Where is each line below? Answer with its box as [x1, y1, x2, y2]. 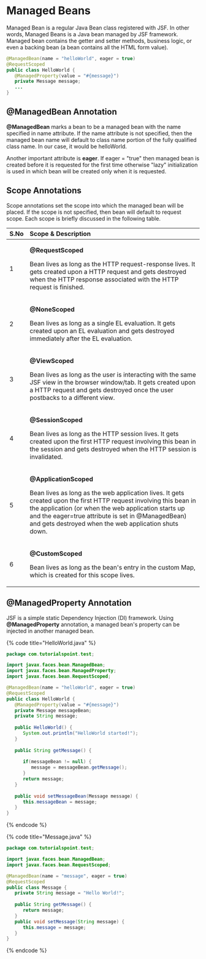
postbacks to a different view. [29, 393, 115, 402]
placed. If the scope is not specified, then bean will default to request [6, 208, 182, 216]
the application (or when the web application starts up [29, 504, 185, 512]
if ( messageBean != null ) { [22, 759, 92, 765]
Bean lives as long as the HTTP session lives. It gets [29, 429, 179, 438]
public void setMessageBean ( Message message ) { [14, 793, 139, 799]
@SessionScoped [29, 415, 83, 424]
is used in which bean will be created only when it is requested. [6, 167, 167, 175]
